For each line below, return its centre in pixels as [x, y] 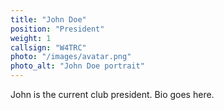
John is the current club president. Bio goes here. [112, 94]
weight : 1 [31, 38]
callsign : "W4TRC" [48, 47]
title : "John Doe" [48, 19]
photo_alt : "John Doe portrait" [77, 66]
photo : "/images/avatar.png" [71, 57]
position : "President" [57, 29]
